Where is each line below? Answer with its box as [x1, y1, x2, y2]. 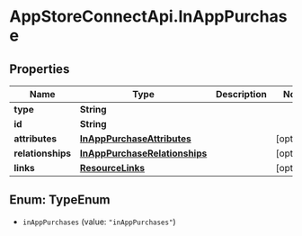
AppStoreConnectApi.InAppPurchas [9, 6, 288, 27]
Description [215, 88, 267, 100]
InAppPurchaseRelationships [79, 147, 208, 159]
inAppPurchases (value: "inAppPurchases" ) [22, 216, 177, 227]
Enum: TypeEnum [9, 192, 111, 208]
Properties [9, 61, 70, 77]
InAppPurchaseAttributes [79, 132, 191, 145]
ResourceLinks [79, 162, 146, 174]
